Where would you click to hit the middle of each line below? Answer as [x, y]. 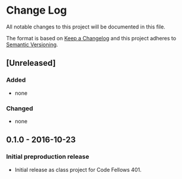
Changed [20, 108]
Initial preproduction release [48, 156]
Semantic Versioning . [32, 44]
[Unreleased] [31, 63]
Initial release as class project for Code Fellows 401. [78, 170]
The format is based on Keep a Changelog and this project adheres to [91, 38]
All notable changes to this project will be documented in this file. [86, 27]
